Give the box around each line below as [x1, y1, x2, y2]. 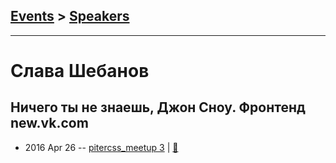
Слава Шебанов [10, 60, 150, 82]
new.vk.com [10, 115, 89, 132]
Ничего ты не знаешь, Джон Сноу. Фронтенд [10, 99, 306, 116]
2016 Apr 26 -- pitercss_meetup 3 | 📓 [24, 141, 179, 153]
